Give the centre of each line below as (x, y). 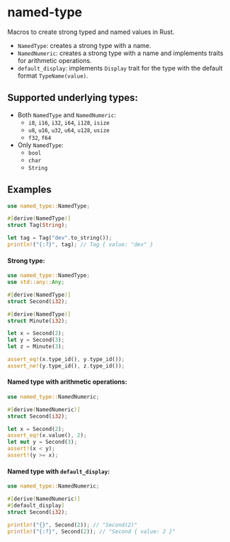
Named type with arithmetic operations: (67, 382)
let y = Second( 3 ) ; (36, 340)
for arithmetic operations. (54, 60)
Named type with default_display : (59, 471)
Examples (29, 190)
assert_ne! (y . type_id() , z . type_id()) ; (66, 366)
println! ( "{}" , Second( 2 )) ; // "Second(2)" (73, 525)
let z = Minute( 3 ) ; (36, 347)
